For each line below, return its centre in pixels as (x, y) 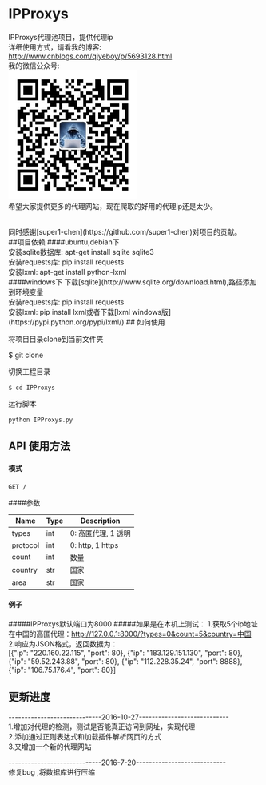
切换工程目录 (29, 371)
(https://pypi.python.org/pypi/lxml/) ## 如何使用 (87, 322)
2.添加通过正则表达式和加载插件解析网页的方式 (85, 736)
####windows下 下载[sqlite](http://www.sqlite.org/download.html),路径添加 (133, 282)
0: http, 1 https (94, 545)
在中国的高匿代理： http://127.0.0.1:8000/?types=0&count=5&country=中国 (130, 634)
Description (100, 521)
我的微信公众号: (34, 66)
